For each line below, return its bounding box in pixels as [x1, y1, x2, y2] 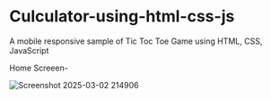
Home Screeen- [9, 62, 69, 73]
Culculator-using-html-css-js [9, 6, 235, 27]
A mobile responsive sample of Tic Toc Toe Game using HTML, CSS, [9, 36, 263, 46]
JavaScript [9, 45, 49, 55]
